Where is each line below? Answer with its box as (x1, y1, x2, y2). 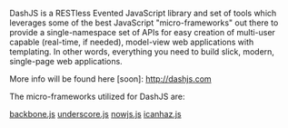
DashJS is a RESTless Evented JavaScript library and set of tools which (9, 8, 277, 18)
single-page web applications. (9, 56, 123, 66)
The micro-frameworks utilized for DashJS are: (9, 91, 185, 102)
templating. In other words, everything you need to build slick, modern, (9, 46, 275, 57)
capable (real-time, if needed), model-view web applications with (9, 36, 254, 47)
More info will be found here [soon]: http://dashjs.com (9, 74, 212, 84)
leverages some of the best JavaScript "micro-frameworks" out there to (9, 17, 279, 28)
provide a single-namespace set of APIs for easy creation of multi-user (9, 27, 275, 37)
